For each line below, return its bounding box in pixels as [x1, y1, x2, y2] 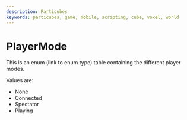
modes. [6, 66, 25, 73]
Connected [14, 95, 43, 102]
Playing [14, 107, 33, 114]
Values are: [6, 77, 34, 84]
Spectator [14, 101, 40, 108]
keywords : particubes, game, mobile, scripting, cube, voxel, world [6, 14, 179, 20]
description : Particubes [6, 8, 68, 15]
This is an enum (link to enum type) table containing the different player [6, 59, 181, 66]
